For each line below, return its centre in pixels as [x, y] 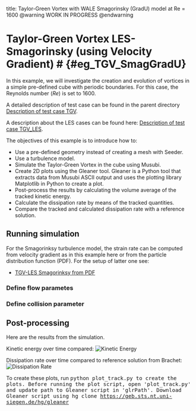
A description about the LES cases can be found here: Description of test [96, 123]
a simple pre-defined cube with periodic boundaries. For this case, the [92, 87]
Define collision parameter [45, 304]
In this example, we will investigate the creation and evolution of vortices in [98, 80]
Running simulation [43, 234]
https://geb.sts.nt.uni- [136, 396]
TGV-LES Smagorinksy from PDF [55, 272]
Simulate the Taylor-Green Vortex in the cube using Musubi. [88, 164]
